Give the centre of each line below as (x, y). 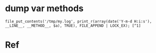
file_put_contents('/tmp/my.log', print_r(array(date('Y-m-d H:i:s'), (78, 21)
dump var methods (45, 9)
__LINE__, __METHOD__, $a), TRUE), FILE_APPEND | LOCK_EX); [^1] (73, 26)
